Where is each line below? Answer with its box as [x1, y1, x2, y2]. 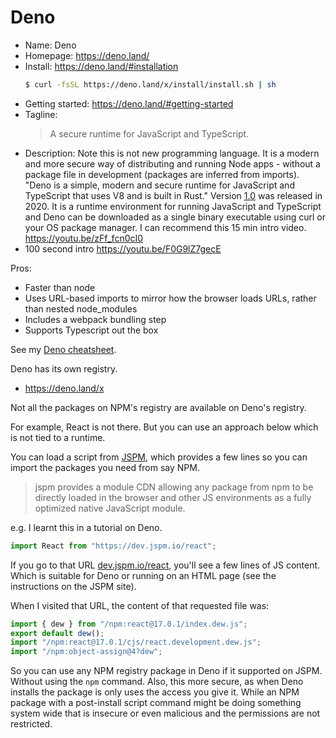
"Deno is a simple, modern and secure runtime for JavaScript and [24, 179, 295, 191]
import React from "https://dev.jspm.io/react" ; [10, 541, 217, 551]
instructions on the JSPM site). [10, 580, 137, 592]
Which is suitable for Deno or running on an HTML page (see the [10, 569, 277, 581]
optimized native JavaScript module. [34, 502, 186, 514]
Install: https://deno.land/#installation [24, 60, 179, 72]
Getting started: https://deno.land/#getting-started [24, 97, 234, 110]
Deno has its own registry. [10, 362, 118, 375]
